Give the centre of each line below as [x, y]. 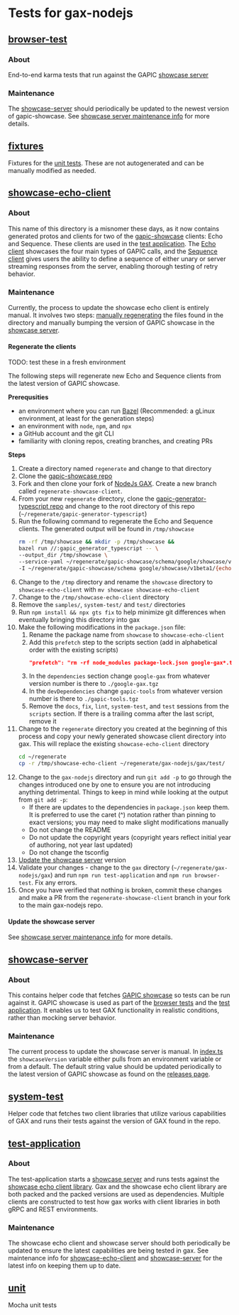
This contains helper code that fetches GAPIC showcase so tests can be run [119, 995]
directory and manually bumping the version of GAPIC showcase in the [111, 322]
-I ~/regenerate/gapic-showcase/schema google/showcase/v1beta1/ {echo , [126, 568]
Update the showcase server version [72, 860]
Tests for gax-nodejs [71, 13]
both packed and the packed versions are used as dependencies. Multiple [116, 1194]
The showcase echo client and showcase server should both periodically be [119, 1243]
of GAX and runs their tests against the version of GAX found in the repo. [114, 1121]
